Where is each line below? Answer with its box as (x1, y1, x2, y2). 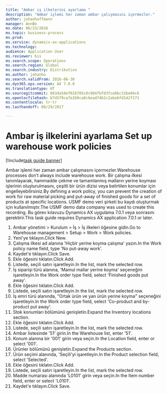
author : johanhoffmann (5, 16, 53, 21)
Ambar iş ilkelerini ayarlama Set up (5, 131, 152, 142)
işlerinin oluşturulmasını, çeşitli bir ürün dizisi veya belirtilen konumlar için (5, 183, 156, 189)
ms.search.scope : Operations (5, 58, 66, 63)
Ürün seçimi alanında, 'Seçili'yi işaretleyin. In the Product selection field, (12, 351, 160, 357)
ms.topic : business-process (5, 30, 64, 35)
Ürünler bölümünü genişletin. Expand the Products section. (12, 346, 133, 352)
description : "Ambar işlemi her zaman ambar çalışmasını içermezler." (5, 12, 155, 17)
